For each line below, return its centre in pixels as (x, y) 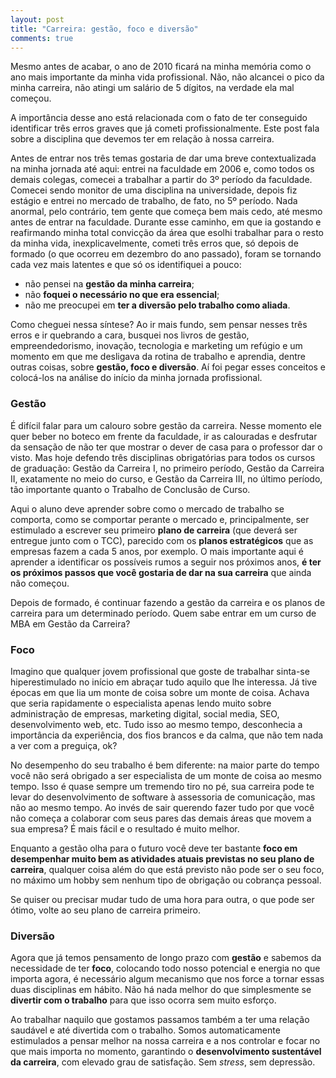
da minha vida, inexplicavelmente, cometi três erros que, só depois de (154, 243)
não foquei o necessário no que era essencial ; (122, 295)
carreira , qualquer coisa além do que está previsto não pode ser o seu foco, (167, 869)
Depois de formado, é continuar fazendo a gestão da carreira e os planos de (168, 602)
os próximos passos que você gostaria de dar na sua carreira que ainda (161, 572)
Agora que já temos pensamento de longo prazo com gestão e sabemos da (166, 958)
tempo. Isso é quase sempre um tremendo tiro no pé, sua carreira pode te (162, 786)
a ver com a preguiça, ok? (64, 745)
